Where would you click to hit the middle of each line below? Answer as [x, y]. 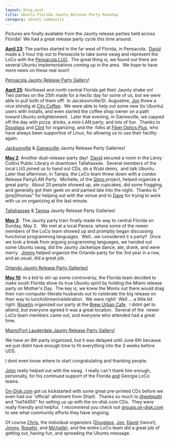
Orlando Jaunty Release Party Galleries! [47, 268]
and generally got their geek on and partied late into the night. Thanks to [81, 190]
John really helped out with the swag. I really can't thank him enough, [78, 371]
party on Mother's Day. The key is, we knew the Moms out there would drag [85, 288]
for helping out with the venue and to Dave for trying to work [98, 196]
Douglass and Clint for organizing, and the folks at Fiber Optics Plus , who [82, 127]
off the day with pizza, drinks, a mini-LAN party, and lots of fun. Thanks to [83, 122]
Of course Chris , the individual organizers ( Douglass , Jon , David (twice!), [81, 422]
